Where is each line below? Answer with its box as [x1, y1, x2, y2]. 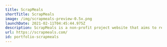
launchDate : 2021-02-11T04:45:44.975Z [5, 21, 85, 26]
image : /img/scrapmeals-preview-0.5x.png [5, 16, 92, 21]
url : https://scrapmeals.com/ [5, 30, 68, 35]
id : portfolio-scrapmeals [5, 35, 59, 40]
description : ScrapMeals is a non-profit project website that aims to [5, 25, 157, 30]
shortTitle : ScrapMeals [5, 12, 55, 17]
